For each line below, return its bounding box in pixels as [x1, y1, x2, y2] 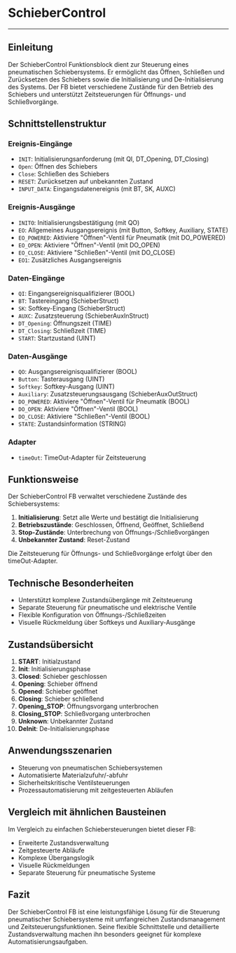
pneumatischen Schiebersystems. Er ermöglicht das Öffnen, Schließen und [8, 67, 225, 76]
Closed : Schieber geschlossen [18, 673, 107, 681]
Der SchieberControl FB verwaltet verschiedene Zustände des [8, 492, 188, 500]
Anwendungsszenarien [8, 745, 113, 757]
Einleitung [8, 41, 53, 53]
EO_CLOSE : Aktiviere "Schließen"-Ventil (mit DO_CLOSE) [18, 248, 176, 257]
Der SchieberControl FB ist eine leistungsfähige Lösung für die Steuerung [8, 907, 220, 916]
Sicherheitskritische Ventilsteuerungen [18, 778, 130, 786]
